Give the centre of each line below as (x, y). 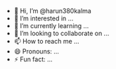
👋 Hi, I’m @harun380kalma (52, 11)
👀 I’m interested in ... (44, 18)
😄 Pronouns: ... (37, 51)
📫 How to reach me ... (46, 41)
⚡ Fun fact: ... (33, 59)
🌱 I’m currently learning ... (51, 26)
